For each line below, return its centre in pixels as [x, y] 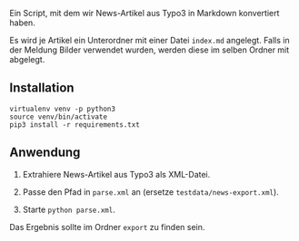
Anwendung [45, 153]
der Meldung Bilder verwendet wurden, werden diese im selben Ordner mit [149, 50]
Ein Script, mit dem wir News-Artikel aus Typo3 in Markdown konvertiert [145, 13]
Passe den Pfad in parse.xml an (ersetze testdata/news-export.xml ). [150, 192]
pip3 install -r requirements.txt [75, 125]
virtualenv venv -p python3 [63, 109]
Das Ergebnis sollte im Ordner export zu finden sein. [107, 227]
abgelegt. [27, 59]
